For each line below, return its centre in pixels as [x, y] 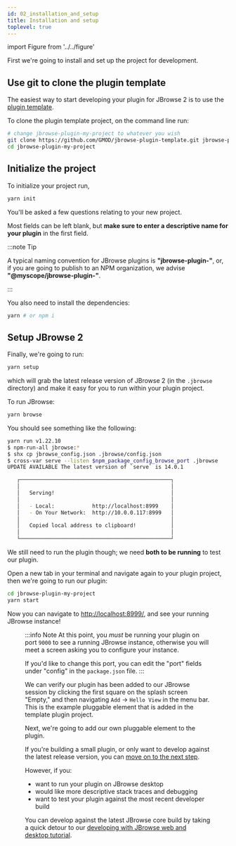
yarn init [22, 198]
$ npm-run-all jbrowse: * [44, 448]
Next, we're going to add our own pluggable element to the [110, 728]
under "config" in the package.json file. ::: [85, 671]
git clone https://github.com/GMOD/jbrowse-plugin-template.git [103, 140]
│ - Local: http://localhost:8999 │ [95, 506]
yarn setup [23, 367]
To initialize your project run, [48, 185]
